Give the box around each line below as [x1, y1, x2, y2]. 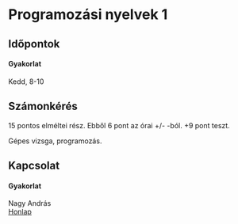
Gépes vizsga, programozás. [8, 136, 102, 146]
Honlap [8, 207, 32, 217]
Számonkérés [8, 100, 78, 113]
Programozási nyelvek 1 [8, 6, 168, 24]
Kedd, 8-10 [8, 77, 44, 86]
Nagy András [8, 199, 52, 208]
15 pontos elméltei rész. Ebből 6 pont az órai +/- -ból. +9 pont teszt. [8, 120, 230, 130]
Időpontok [8, 37, 60, 51]
